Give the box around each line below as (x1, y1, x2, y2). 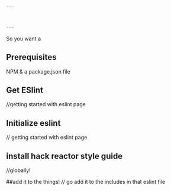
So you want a (6, 35, 41, 42)
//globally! (6, 167, 31, 174)
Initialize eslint (6, 118, 61, 128)
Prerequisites (6, 52, 57, 62)
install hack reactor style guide (6, 151, 123, 161)
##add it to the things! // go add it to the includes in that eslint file (6, 179, 166, 185)
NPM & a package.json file (6, 68, 71, 75)
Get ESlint (6, 85, 43, 95)
